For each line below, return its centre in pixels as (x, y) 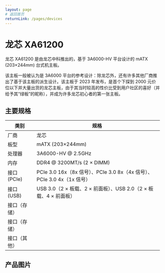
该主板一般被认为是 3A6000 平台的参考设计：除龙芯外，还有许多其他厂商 (79, 75)
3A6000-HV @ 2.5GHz (64, 153)
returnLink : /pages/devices (34, 19)
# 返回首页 (15, 14)
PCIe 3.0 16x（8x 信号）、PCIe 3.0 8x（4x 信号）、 (95, 172)
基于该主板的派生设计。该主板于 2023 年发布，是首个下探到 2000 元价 (85, 82)
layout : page (18, 10)
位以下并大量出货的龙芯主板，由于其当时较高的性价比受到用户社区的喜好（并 (82, 88)
